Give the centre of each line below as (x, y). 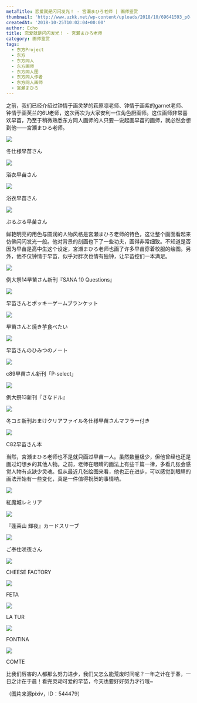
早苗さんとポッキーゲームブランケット (52, 303)
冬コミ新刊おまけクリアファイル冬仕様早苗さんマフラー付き (78, 420)
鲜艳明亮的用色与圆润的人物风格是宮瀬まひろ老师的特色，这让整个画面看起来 (98, 234)
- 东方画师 (23, 66)
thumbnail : (19, 17)
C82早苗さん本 (24, 444)
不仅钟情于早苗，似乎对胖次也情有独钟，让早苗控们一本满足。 (96, 256)
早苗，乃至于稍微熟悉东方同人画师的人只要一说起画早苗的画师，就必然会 (98, 120)
